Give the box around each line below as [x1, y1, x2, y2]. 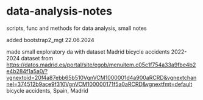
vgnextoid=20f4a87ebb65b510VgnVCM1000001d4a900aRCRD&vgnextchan [6, 74, 197, 81]
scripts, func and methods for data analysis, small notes [6, 24, 148, 32]
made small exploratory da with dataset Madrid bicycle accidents [6, 48, 170, 55]
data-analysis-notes [6, 4, 113, 18]
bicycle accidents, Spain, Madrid [6, 87, 88, 94]
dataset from [21, 54, 54, 62]
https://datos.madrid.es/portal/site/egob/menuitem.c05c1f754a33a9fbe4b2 [6, 61, 196, 68]
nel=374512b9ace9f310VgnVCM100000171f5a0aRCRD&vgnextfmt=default [6, 80, 193, 88]
